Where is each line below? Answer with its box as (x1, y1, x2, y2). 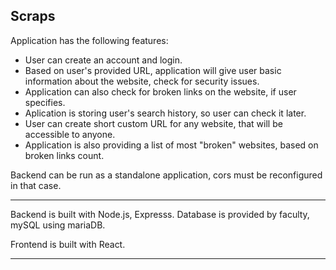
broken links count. (24, 149, 105, 161)
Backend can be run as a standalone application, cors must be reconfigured (10, 169, 323, 181)
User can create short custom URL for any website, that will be (24, 117, 283, 129)
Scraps (10, 8, 56, 25)
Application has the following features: (10, 34, 169, 46)
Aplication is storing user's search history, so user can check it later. (24, 107, 307, 119)
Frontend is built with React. (10, 238, 126, 250)
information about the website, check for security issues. (24, 75, 260, 87)
